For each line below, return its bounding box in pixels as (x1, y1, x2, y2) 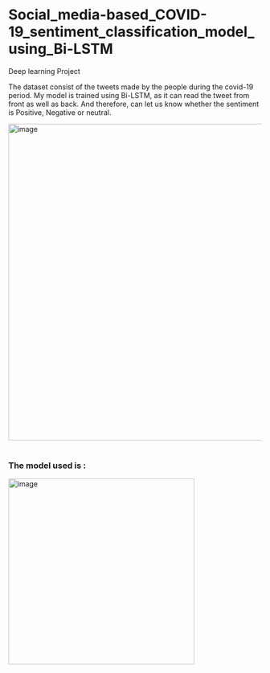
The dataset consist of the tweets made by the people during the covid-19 (8, 82, 254, 92)
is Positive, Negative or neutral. (8, 107, 112, 117)
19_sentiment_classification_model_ (8, 23, 255, 41)
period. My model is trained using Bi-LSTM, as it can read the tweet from (8, 90, 250, 100)
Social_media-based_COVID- (8, 6, 207, 24)
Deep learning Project (8, 66, 80, 76)
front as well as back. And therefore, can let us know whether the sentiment (8, 99, 260, 109)
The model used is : (8, 460, 87, 471)
